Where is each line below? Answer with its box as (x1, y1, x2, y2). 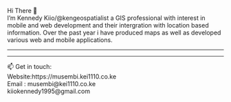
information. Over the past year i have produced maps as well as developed (7, 28, 221, 37)
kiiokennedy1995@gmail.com (7, 87, 91, 95)
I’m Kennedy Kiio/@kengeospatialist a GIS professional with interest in (7, 14, 206, 22)
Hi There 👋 (7, 7, 38, 14)
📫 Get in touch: (7, 63, 52, 70)
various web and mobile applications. (7, 36, 113, 44)
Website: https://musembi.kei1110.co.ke (7, 72, 117, 81)
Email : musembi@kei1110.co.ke (7, 80, 96, 88)
